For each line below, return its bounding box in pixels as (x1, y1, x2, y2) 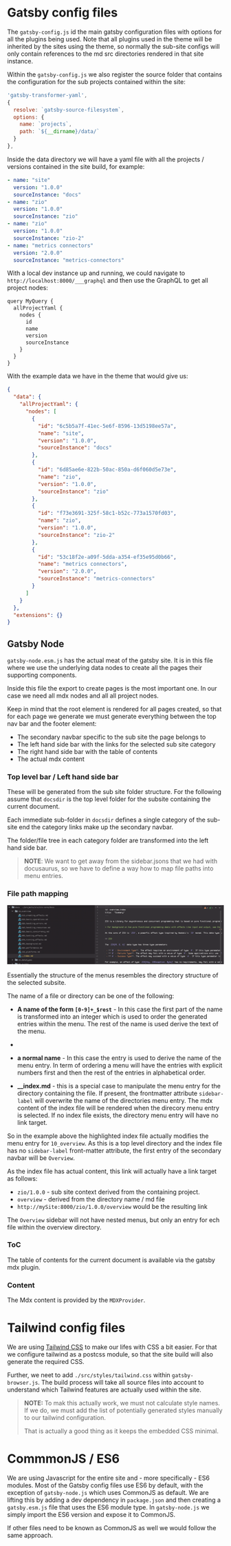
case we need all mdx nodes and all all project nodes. (7, 691, 159, 700)
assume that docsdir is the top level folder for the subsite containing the (7, 795, 211, 804)
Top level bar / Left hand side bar (7, 772, 119, 782)
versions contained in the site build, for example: (7, 162, 145, 170)
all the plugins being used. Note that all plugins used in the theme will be (7, 34, 212, 43)
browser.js (7, 1380, 38, 1387)
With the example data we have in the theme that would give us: (7, 372, 188, 380)
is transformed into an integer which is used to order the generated (16, 1012, 208, 1021)
